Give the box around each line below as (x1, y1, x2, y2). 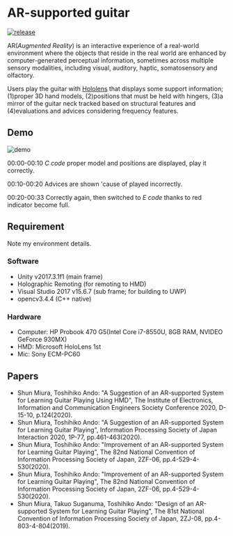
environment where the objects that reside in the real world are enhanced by (7, 49, 227, 57)
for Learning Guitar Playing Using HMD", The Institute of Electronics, (17, 395, 214, 404)
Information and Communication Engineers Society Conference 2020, (17, 403, 218, 411)
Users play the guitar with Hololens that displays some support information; (7, 84, 224, 93)
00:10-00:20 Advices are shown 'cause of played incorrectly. (7, 180, 183, 188)
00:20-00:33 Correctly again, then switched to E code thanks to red (7, 193, 202, 201)
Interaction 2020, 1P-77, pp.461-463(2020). (17, 433, 143, 441)
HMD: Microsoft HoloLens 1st (17, 342, 102, 351)
